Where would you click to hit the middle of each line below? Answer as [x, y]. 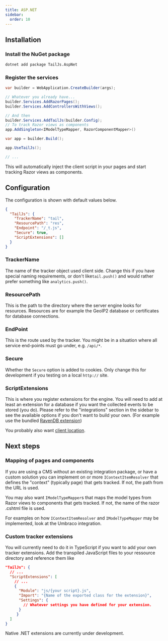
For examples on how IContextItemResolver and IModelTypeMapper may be [82, 518]
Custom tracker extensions [39, 537]
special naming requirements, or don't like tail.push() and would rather [79, 276]
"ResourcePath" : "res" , [39, 223]
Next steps [23, 446]
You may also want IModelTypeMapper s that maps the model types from [78, 497]
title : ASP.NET [21, 10]
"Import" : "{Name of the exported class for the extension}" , [85, 596]
